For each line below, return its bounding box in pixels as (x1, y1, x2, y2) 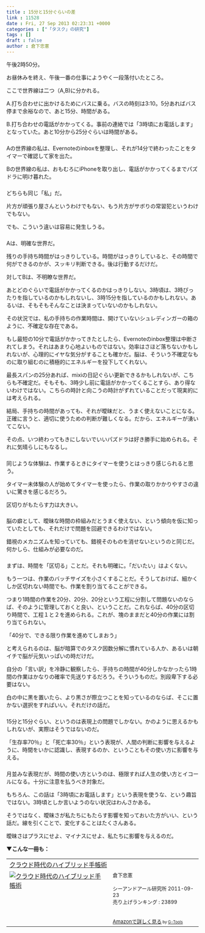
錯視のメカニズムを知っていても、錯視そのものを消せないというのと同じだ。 (6, 538, 198, 545)
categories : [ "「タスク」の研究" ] (6, 26, 90, 32)
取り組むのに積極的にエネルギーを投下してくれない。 (16, 358, 151, 365)
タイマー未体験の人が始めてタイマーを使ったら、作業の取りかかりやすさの (6, 480, 193, 488)
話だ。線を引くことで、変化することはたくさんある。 (6, 819, 140, 827)
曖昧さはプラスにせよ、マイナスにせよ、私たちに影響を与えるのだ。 (6, 833, 177, 840)
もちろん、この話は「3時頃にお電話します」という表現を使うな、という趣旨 (6, 791, 197, 798)
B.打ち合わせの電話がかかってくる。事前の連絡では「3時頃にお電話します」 (6, 120, 196, 127)
